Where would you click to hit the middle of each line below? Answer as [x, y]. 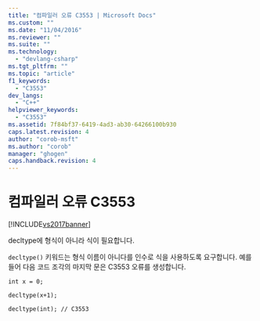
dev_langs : [26, 96]
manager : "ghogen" [38, 153]
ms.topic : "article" [42, 74]
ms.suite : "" [29, 45]
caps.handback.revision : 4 [52, 161]
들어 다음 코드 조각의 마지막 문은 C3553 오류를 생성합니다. [97, 267]
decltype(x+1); [33, 296]
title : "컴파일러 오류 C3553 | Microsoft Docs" [82, 15]
